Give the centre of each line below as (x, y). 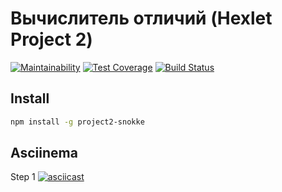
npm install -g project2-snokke (77, 122)
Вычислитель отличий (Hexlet (141, 18)
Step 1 (23, 177)
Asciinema (44, 153)
